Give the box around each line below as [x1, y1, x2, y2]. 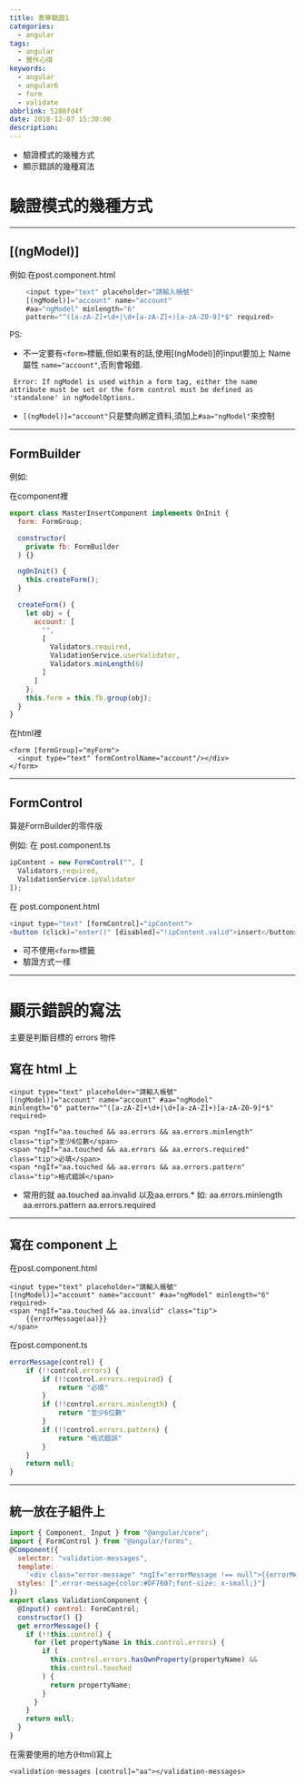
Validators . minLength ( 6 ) [49, 660, 144, 669]
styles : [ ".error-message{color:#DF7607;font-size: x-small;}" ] [17, 1579, 266, 1588]
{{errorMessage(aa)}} [25, 1314, 107, 1324]
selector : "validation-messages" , [17, 1553, 148, 1563]
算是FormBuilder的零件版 [9, 821, 103, 832]
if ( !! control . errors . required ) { [42, 1375, 172, 1384]
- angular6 [17, 81, 59, 90]
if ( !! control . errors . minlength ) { [42, 1400, 177, 1409]
